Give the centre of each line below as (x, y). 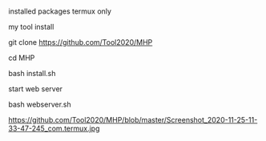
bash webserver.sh (40, 105)
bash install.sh (32, 74)
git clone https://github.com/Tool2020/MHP (81, 42)
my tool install (31, 27)
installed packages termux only (60, 11)
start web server (35, 89)
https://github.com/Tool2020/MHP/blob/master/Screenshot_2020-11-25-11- (133, 120)
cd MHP (22, 58)
